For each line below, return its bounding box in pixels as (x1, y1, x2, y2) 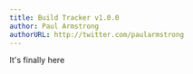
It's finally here (9, 55, 65, 66)
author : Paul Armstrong (9, 22, 100, 31)
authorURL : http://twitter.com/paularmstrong (9, 30, 184, 39)
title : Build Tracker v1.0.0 (9, 13, 120, 23)
